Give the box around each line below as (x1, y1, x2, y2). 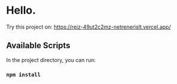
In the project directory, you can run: (6, 56, 96, 63)
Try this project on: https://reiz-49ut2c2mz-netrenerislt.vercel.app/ (6, 23, 171, 30)
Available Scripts (6, 41, 70, 51)
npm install (6, 71, 41, 78)
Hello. (6, 4, 36, 17)
